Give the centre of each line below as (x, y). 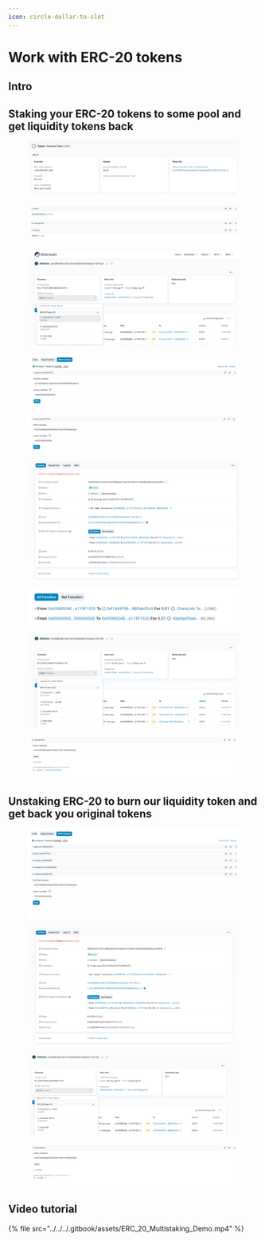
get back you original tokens (80, 814)
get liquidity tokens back (71, 126)
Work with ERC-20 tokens (95, 57)
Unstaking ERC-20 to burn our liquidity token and (133, 802)
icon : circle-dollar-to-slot (57, 17)
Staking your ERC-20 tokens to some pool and (125, 114)
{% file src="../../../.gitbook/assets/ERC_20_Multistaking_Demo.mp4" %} (127, 1228)
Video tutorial (43, 1209)
